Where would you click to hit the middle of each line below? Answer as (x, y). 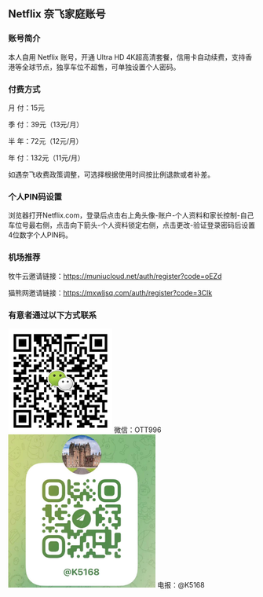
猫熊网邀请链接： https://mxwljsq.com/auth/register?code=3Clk (110, 292)
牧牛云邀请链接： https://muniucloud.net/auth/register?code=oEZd (115, 276)
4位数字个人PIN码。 (40, 235)
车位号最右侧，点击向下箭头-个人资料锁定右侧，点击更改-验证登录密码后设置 (131, 225)
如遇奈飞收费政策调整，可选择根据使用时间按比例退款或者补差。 (111, 174)
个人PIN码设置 (35, 196)
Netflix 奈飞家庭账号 (57, 14)
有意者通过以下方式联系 (52, 315)
